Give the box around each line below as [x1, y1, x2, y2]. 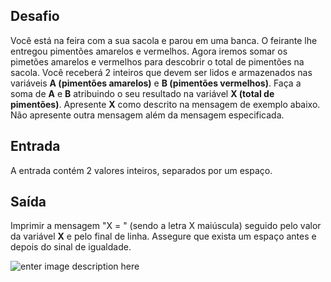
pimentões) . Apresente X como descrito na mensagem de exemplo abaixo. [10, 98, 321, 110]
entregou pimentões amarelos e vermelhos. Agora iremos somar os [10, 45, 288, 57]
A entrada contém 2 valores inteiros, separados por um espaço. [10, 164, 273, 176]
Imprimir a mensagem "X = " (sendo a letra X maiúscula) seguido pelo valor [10, 220, 322, 232]
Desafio [10, 8, 60, 25]
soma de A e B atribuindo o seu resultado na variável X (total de [10, 87, 275, 99]
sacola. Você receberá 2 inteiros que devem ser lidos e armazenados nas [10, 66, 313, 78]
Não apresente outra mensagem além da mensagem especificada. [10, 109, 285, 121]
